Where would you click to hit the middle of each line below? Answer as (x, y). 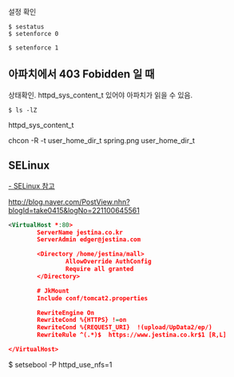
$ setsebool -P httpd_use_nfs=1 (60, 364)
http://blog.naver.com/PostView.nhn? (69, 201)
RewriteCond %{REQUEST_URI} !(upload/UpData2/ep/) (125, 327)
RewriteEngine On (65, 313)
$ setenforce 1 (34, 48)
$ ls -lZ (23, 110)
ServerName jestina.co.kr (80, 232)
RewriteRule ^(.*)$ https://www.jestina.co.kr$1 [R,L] (132, 335)
